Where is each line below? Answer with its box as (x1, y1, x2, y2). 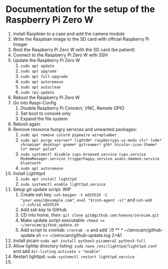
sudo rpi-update (20, 90, 54, 95)
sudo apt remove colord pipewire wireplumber (20, 132, 117, 137)
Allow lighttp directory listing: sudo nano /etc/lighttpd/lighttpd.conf (12, 242, 157, 248)
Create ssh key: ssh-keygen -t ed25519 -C (20, 191, 108, 197)
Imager (12, 41, 28, 47)
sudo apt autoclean (20, 84, 61, 89)
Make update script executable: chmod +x (20, 217, 105, 223)
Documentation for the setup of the (5, 3, 155, 15)
